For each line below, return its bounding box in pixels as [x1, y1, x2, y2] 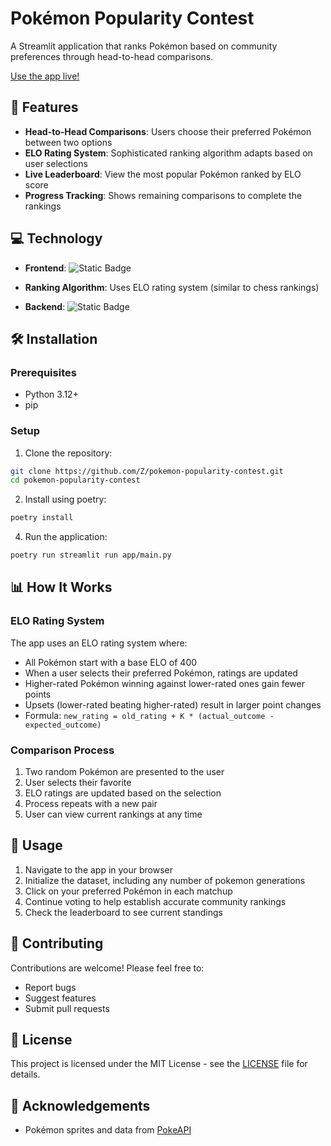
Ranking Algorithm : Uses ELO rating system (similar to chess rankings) [24, 281, 320, 293]
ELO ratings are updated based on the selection [24, 787, 222, 799]
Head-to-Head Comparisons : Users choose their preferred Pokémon [24, 125, 312, 137]
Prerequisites [10, 365, 77, 379]
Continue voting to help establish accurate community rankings [24, 895, 287, 907]
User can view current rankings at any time [24, 808, 203, 821]
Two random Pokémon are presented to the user [24, 766, 225, 778]
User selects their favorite [24, 777, 132, 789]
